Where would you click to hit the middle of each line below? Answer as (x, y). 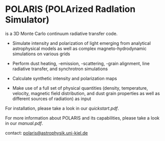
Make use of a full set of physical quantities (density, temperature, (80, 88)
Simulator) (27, 20)
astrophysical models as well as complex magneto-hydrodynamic (79, 48)
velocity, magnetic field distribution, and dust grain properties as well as (86, 93)
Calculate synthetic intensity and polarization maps (65, 78)
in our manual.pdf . (24, 123)
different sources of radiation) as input (52, 99)
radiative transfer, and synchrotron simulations (60, 69)
